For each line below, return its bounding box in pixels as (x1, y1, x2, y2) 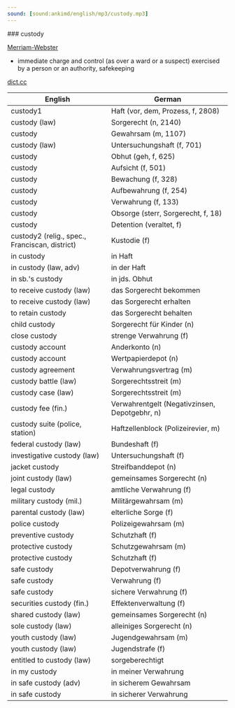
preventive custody (10, 530, 75, 539)
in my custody (10, 666, 57, 676)
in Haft (111, 251, 133, 261)
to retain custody (10, 308, 66, 318)
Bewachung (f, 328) (111, 174, 178, 184)
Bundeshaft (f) (111, 439, 159, 448)
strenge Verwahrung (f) (111, 330, 189, 340)
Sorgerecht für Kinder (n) (111, 319, 194, 329)
